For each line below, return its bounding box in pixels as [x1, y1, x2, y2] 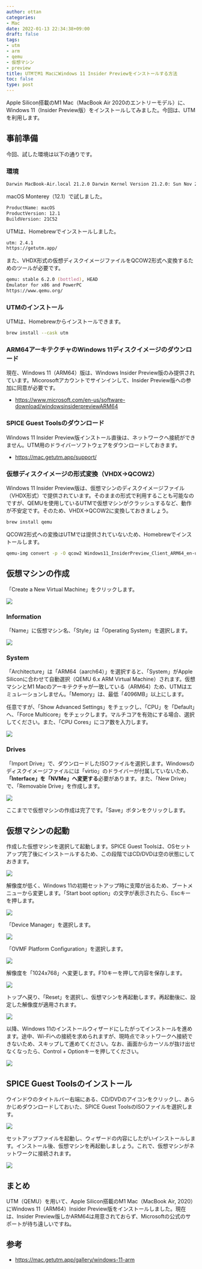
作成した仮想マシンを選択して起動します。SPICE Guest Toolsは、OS [6, 843, 176, 850]
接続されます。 [37, 1150, 75, 1157]
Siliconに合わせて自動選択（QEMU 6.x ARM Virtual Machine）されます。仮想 [6, 676, 195, 683]
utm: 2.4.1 [6, 239, 34, 246]
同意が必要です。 [16, 384, 59, 392]
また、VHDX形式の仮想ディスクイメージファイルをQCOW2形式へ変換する [6, 257, 188, 264]
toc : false [6, 76, 34, 82]
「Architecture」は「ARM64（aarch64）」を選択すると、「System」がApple [6, 668, 193, 675]
